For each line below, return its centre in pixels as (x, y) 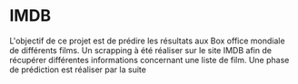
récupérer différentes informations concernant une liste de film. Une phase (149, 60)
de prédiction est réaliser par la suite (78, 70)
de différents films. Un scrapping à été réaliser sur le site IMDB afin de (141, 50)
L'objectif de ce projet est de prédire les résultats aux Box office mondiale (147, 41)
